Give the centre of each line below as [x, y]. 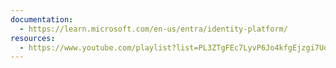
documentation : [42, 19]
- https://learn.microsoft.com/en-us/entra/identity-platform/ [153, 29]
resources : [33, 38]
